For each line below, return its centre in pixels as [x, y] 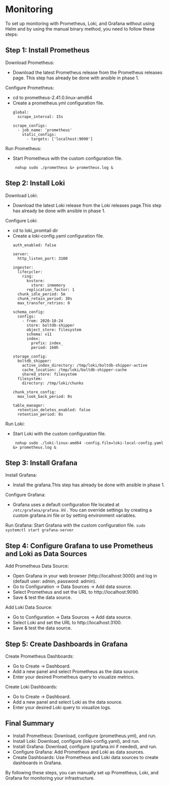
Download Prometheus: [30, 63]
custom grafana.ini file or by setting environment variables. [74, 515]
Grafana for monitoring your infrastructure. [50, 778]
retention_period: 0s [40, 414]
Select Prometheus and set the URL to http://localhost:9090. [76, 592]
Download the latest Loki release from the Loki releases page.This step [87, 205]
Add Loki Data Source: [29, 607]
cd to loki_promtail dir [35, 230]
